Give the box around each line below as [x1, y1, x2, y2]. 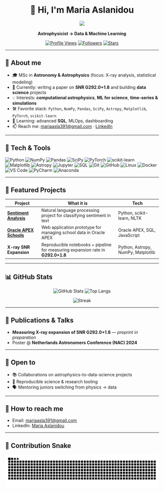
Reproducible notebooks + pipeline [41, 242, 112, 247]
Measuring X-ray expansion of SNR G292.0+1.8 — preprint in [12, 329, 138, 335]
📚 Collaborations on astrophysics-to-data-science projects [12, 371, 133, 377]
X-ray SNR [7, 244, 30, 250]
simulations [12, 100, 37, 106]
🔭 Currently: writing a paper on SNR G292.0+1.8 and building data [12, 84, 146, 90]
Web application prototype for [41, 225, 102, 230]
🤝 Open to [5, 358, 36, 367]
